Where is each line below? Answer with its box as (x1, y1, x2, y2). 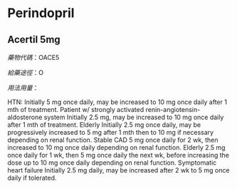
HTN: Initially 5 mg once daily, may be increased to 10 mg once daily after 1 (7, 98, 228, 106)
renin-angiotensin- (145, 106, 201, 113)
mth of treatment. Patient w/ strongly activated (7, 106, 144, 113)
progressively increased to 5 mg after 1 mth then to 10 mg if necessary (7, 128, 214, 136)
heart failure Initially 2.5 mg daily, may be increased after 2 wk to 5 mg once (7, 166, 230, 174)
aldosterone (7, 113, 43, 121)
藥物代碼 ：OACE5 (7, 53, 60, 61)
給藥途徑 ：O (7, 68, 44, 76)
